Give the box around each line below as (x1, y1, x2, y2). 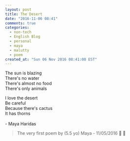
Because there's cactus (5, 106, 53, 111)
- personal (9, 39, 32, 44)
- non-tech (9, 30, 32, 35)
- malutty (9, 48, 29, 53)
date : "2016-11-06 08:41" (5, 16, 58, 21)
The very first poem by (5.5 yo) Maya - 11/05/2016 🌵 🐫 (17, 130, 126, 136)
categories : (5, 25, 29, 30)
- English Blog (9, 35, 41, 39)
